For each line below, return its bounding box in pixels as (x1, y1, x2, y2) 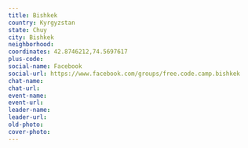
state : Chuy (8, 26, 47, 34)
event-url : (8, 99, 44, 106)
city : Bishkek (8, 33, 55, 42)
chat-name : (8, 77, 44, 85)
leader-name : (8, 106, 51, 114)
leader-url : (8, 114, 47, 121)
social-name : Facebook (8, 63, 82, 70)
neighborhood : (8, 41, 55, 49)
